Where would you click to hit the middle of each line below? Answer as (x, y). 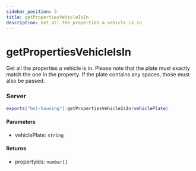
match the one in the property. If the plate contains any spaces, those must (98, 75)
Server (16, 96)
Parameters (21, 122)
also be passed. (26, 81)
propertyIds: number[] (41, 162)
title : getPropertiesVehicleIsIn (48, 17)
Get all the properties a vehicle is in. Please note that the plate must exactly (98, 68)
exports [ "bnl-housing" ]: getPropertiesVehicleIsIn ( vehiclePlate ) (87, 108)
